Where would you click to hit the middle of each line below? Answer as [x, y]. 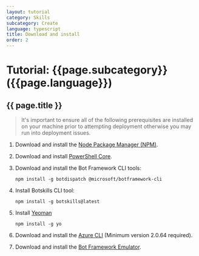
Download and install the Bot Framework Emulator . [78, 247]
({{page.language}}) [59, 83]
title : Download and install [43, 35]
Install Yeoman [33, 213]
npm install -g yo [38, 224]
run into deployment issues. [56, 133]
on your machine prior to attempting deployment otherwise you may [106, 126]
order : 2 [17, 40]
